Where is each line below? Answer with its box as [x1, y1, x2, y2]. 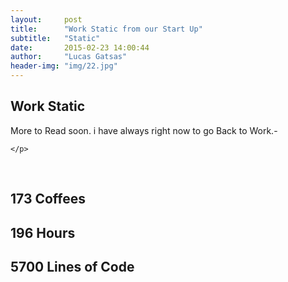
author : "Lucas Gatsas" [10, 52, 128, 62]
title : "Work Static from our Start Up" [10, 24, 203, 34]
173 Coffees [10, 191, 87, 208]
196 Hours [10, 224, 76, 241]
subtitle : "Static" [10, 33, 101, 43]
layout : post [10, 14, 83, 25]
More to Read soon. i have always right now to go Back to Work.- [10, 124, 278, 136]
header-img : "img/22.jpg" [10, 61, 118, 71]
